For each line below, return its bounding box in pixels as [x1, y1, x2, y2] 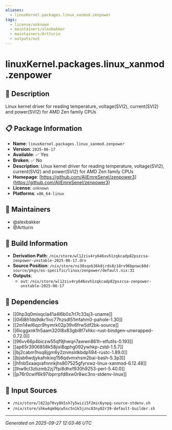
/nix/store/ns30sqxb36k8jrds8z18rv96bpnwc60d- [49, 264, 151, 269]
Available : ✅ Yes [12, 151, 49, 157]
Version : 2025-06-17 [12, 146, 55, 152]
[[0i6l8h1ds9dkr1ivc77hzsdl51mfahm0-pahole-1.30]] [12, 316, 123, 323]
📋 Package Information [5, 124, 82, 133]
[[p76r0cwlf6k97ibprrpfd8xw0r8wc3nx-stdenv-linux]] [12, 371, 127, 378]
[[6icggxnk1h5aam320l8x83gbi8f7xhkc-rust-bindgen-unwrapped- [12, 327, 154, 334]
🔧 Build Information [5, 239, 68, 248]
